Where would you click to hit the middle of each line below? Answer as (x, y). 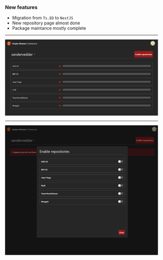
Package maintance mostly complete (49, 28)
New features (21, 7)
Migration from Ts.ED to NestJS (43, 18)
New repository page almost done (46, 23)
